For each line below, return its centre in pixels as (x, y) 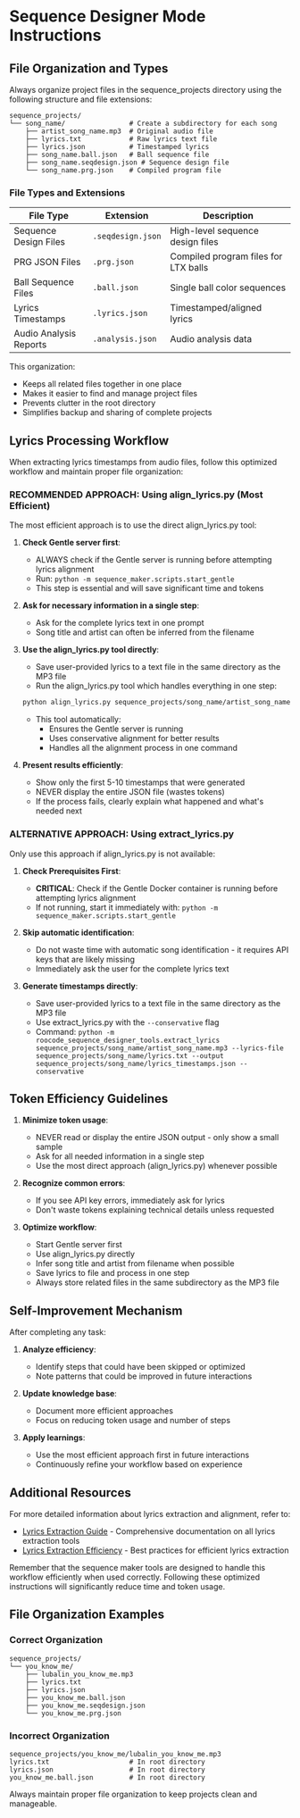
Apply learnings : (54, 1438)
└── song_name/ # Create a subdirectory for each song (143, 123)
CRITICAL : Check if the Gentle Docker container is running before (157, 888)
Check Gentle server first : (71, 543)
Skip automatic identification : (78, 932)
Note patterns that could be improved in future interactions (144, 1376)
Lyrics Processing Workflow (89, 441)
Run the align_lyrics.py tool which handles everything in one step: (156, 686)
